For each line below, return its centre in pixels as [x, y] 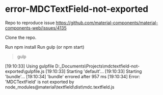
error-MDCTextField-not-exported [77, 9]
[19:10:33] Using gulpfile [30, 66]
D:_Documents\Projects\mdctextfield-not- [97, 66]
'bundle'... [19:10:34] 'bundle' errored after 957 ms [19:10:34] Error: [73, 76]
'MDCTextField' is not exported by [40, 82]
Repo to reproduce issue [30, 23]
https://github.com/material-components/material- [107, 23]
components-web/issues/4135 [36, 28]
